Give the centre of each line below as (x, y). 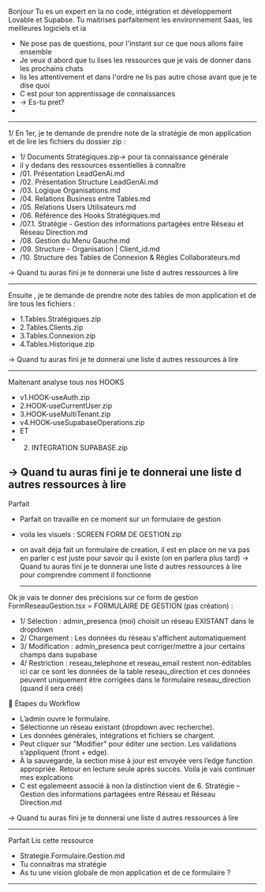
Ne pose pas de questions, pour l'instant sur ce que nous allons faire (131, 43)
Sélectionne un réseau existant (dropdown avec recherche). (117, 727)
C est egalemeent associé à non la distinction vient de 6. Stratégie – (130, 786)
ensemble (36, 52)
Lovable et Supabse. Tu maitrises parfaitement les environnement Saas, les (131, 20)
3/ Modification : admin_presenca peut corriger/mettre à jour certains (132, 646)
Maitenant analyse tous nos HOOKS (66, 382)
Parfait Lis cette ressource (51, 840)
